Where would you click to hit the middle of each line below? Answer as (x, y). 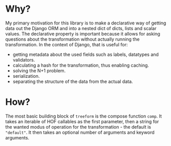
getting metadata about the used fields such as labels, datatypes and (85, 54)
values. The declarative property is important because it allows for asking (83, 34)
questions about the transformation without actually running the (72, 39)
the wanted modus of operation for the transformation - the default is (78, 127)
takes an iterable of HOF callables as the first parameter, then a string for (82, 121)
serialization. (26, 76)
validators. (24, 60)
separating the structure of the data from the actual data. (73, 81)
